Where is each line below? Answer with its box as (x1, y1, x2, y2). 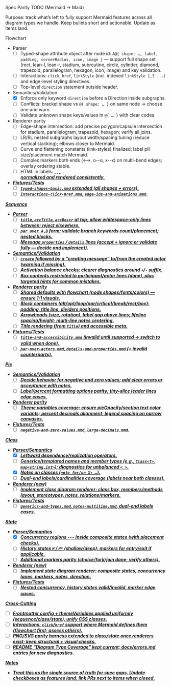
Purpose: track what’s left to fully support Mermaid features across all (5, 14, 152, 20)
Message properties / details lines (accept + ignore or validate (20, 238, 157, 245)
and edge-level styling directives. (20, 78, 91, 85)
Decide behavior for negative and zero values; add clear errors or (20, 376, 163, 382)
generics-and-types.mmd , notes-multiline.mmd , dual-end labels (20, 503, 154, 509)
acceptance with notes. (20, 382, 72, 389)
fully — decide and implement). (20, 245, 89, 251)
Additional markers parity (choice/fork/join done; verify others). (20, 556, 160, 563)
